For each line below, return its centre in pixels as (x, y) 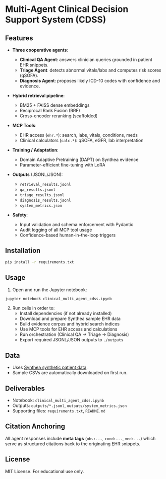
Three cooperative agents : (40, 50)
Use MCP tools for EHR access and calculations (68, 329)
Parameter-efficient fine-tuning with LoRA (62, 165)
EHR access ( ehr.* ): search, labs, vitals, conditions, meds (79, 135)
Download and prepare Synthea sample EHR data (70, 319)
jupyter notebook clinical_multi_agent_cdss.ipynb (58, 299)
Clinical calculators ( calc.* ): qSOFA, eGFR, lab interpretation (82, 140)
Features (19, 38)
